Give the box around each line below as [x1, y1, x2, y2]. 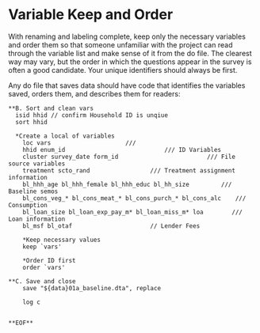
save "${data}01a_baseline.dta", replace [22, 284, 161, 292]
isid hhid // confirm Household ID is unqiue [15, 111, 169, 119]
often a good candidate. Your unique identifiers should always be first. [8, 65, 238, 74]
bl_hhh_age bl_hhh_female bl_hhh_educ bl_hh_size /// [22, 180, 232, 188]
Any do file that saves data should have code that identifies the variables [8, 81, 246, 90]
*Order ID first [22, 256, 77, 264]
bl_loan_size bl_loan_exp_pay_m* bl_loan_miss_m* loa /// [22, 208, 243, 216]
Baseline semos [8, 187, 59, 195]
